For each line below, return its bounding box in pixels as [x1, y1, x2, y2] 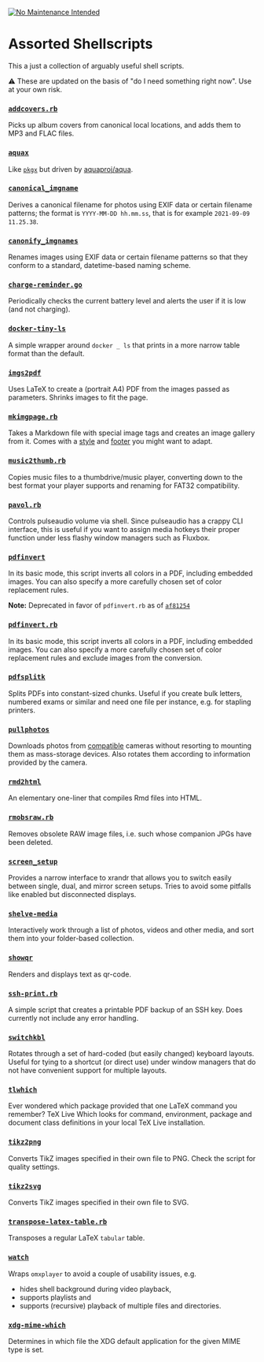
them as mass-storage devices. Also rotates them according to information [8, 750, 251, 759]
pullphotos [8, 725, 49, 734]
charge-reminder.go [8, 281, 82, 289]
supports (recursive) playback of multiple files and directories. [19, 1301, 222, 1310]
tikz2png [8, 1137, 42, 1147]
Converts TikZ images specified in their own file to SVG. [8, 1198, 189, 1208]
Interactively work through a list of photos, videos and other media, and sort [8, 925, 254, 935]
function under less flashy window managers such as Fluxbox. [8, 533, 211, 542]
